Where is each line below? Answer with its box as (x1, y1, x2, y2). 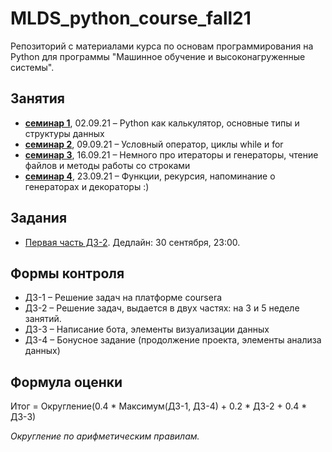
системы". (10, 61, 55, 73)
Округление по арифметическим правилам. (10, 430, 200, 442)
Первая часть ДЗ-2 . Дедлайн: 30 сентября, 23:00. (24, 236, 241, 248)
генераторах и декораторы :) (24, 180, 150, 192)
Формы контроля (10, 265, 125, 282)
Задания (10, 210, 68, 227)
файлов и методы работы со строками (24, 159, 191, 171)
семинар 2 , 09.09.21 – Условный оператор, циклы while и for (24, 138, 284, 150)
